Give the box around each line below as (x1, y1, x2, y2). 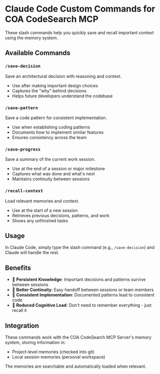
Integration (5, 321, 40, 330)
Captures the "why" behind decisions (12, 88, 87, 93)
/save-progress (5, 146, 41, 152)
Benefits (5, 264, 31, 272)
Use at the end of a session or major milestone (12, 166, 105, 171)
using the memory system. (5, 35, 58, 41)
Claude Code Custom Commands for (5, 3, 156, 15)
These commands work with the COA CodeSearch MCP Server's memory (5, 334, 152, 340)
